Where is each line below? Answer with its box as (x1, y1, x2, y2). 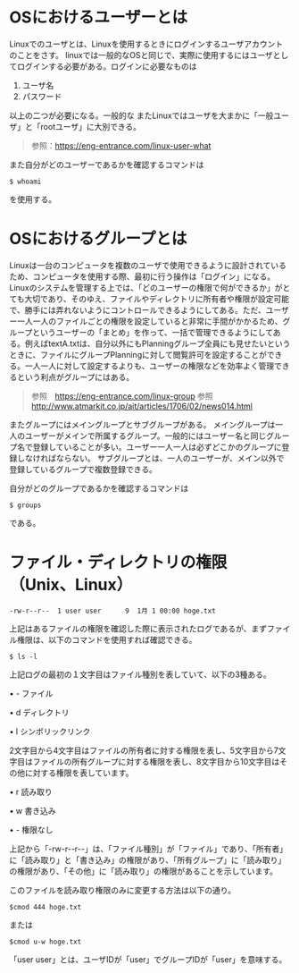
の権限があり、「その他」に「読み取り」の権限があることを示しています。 (9, 866, 278, 876)
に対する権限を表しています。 (24, 767, 134, 778)
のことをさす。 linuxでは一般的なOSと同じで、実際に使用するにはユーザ (9, 49, 274, 60)
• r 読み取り (9, 786, 54, 797)
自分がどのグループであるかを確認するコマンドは (9, 483, 189, 494)
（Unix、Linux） (9, 575, 133, 595)
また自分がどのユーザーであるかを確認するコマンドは (9, 159, 204, 170)
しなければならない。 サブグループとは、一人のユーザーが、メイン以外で (16, 453, 285, 463)
